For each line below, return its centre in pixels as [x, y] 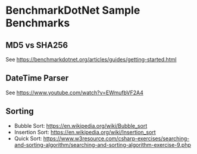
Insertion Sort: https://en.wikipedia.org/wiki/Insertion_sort [85, 132]
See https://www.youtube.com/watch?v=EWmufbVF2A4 [74, 93]
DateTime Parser [37, 78]
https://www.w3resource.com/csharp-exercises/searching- [116, 138]
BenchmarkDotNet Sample [73, 10]
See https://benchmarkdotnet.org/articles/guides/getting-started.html [91, 59]
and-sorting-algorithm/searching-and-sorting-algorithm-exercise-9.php [103, 144]
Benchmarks [38, 23]
